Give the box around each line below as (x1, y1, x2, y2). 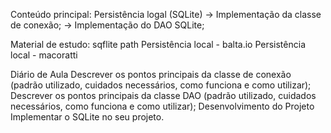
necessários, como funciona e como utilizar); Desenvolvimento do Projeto (10, 100, 315, 112)
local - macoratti (10, 49, 78, 61)
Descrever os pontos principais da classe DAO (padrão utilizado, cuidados (10, 90, 317, 101)
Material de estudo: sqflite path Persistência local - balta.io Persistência (10, 39, 307, 50)
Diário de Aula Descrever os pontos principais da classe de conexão (10, 69, 292, 80)
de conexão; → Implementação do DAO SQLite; (10, 19, 205, 31)
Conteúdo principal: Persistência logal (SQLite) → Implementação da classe (10, 9, 322, 20)
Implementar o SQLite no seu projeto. (10, 111, 165, 123)
